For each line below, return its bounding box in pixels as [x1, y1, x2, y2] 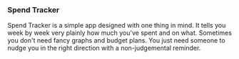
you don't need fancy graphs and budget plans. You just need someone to [7, 36, 226, 45]
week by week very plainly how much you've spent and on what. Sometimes [7, 28, 232, 37]
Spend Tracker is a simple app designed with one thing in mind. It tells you [7, 21, 226, 30]
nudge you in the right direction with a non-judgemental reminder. [7, 44, 201, 53]
